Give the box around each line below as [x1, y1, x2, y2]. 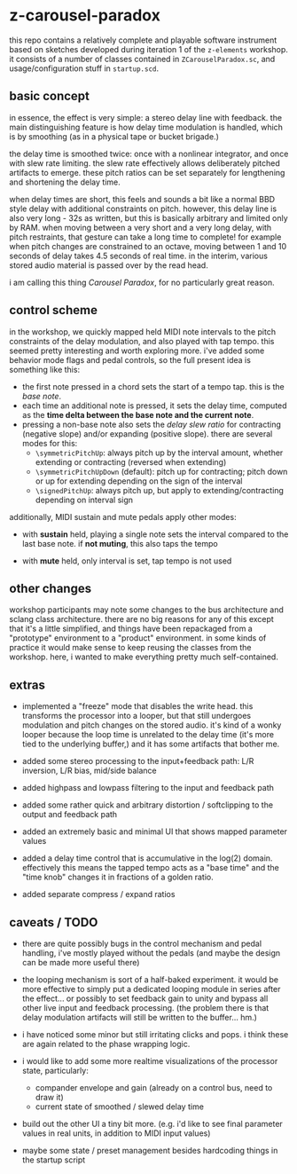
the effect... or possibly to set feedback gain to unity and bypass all [21, 993, 269, 1004]
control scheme [9, 303, 98, 318]
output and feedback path [21, 809, 118, 820]
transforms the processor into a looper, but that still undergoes [21, 711, 251, 721]
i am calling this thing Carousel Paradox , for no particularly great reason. [9, 277, 275, 288]
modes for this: [21, 437, 78, 448]
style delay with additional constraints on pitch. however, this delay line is [9, 203, 277, 214]
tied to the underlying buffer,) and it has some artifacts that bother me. [21, 738, 280, 750]
